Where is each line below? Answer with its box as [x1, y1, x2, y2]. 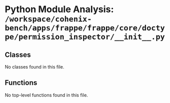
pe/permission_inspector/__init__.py [5, 32, 165, 42]
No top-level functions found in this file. [5, 92, 88, 98]
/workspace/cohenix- [5, 14, 92, 24]
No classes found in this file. [5, 64, 64, 70]
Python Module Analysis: [5, 4, 114, 15]
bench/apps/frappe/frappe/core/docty [5, 23, 165, 33]
